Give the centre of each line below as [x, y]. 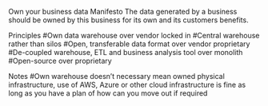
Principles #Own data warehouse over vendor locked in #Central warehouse [134, 35]
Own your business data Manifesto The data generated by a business [123, 12]
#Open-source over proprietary [60, 61]
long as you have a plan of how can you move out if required [108, 93]
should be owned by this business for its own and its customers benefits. [129, 20]
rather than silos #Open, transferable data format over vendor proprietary [129, 44]
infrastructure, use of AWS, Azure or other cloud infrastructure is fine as [127, 84]
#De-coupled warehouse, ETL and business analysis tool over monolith [126, 52]
